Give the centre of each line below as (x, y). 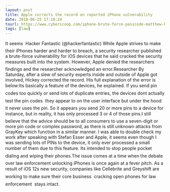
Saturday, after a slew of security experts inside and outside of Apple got (81, 74)
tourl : (12, 24)
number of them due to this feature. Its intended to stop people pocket (79, 148)
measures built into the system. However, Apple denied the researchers (80, 62)
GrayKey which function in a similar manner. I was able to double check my (83, 132)
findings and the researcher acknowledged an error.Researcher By (75, 69)
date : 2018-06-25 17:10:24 (34, 19)
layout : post (19, 10)
